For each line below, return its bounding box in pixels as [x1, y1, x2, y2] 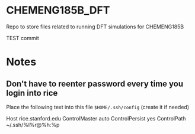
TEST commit [6, 34, 40, 41]
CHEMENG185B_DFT [6, 4, 110, 17]
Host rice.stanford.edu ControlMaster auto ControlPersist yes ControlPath [6, 115, 186, 122]
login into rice [6, 88, 58, 98]
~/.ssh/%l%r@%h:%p [6, 121, 60, 128]
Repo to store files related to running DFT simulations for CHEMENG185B [6, 23, 184, 30]
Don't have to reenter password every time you [6, 79, 184, 89]
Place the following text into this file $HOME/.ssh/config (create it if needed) [6, 103, 190, 110]
